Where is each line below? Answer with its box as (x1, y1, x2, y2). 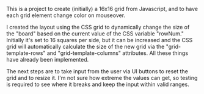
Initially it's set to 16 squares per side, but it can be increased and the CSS (6, 37, 193, 43)
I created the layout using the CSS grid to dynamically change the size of (6, 24, 190, 31)
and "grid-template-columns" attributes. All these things (46, 49, 188, 57)
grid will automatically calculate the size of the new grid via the (6, 43, 165, 50)
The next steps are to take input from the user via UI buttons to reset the (6, 68, 188, 75)
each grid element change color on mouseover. (6, 12, 126, 19)
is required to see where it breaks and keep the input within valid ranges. (6, 81, 189, 88)
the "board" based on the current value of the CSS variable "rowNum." (6, 30, 184, 37)
